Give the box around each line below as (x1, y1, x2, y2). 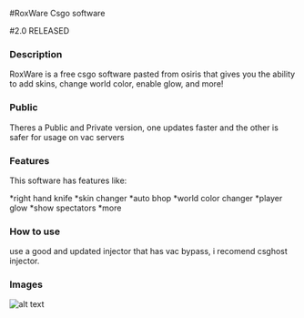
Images (9, 278, 44, 291)
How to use (9, 225, 61, 238)
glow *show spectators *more (9, 202, 122, 213)
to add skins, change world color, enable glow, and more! (9, 78, 224, 89)
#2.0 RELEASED (9, 26, 70, 36)
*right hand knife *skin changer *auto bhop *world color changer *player (9, 192, 283, 203)
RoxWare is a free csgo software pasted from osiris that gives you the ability (9, 68, 296, 80)
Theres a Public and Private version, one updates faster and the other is (9, 122, 279, 133)
